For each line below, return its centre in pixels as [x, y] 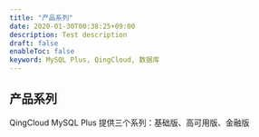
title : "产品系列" [42, 18]
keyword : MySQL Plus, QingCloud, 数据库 [85, 60]
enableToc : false [42, 52]
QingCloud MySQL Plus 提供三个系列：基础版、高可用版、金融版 [129, 122]
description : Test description [68, 34]
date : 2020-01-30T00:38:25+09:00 [72, 26]
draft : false [34, 43]
